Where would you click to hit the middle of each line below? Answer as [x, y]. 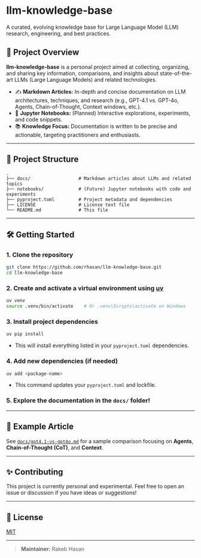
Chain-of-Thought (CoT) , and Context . [55, 447]
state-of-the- [176, 73]
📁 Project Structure [42, 159]
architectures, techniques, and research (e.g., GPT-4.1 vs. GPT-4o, [97, 100]
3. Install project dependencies [52, 321]
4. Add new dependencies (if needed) [62, 361]
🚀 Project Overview [43, 53]
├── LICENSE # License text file [68, 205]
